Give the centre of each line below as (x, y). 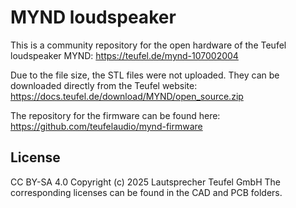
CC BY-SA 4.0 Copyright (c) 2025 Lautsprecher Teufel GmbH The (145, 182)
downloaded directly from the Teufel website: (104, 85)
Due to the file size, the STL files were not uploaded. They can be (145, 75)
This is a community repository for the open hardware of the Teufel (148, 45)
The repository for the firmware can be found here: (115, 115)
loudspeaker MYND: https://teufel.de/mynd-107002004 (124, 55)
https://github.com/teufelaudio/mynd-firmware (106, 126)
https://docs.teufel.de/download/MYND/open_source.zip (127, 96)
